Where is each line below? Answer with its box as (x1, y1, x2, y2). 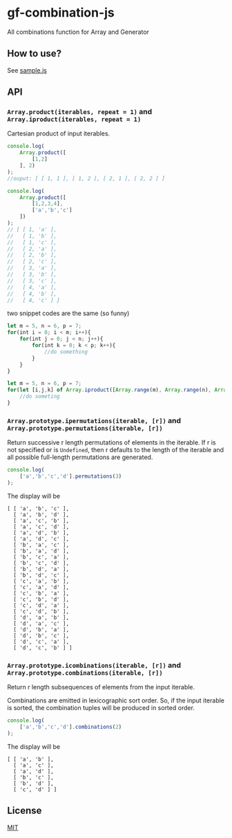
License (7, 805, 42, 817)
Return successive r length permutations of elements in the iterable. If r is (7, 438, 216, 447)
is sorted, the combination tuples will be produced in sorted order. (7, 704, 195, 712)
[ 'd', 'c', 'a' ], (13, 638, 70, 645)
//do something (43, 348, 88, 355)
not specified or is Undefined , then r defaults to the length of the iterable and (7, 446, 224, 454)
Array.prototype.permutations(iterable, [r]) (7, 424, 164, 432)
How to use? (7, 48, 62, 59)
